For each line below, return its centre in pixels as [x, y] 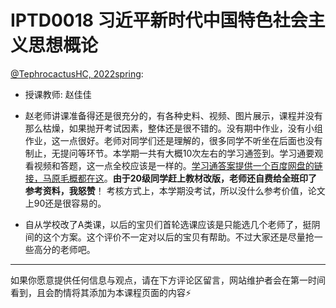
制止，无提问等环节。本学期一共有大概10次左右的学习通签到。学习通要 [169, 153]
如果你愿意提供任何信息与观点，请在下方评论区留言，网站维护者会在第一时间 [168, 280]
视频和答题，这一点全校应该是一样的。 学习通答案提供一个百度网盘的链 [178, 165]
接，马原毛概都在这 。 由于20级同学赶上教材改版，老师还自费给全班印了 [171, 178]
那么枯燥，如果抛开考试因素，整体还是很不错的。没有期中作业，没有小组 [173, 128]
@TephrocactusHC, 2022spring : [77, 73]
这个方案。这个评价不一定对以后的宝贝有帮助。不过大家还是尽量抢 [178, 237]
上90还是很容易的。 [65, 203]
